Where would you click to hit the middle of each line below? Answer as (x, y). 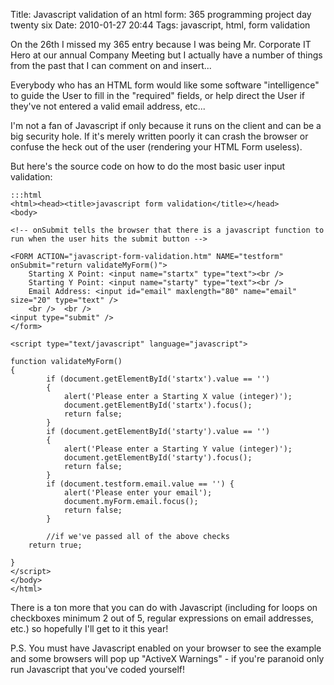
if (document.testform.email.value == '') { (140, 484)
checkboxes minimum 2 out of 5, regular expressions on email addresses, (162, 618)
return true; (55, 545)
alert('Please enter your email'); (138, 493)
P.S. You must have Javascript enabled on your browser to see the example (166, 648)
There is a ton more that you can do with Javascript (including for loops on (164, 607)
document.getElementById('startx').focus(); (158, 405)
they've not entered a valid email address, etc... (108, 106)
